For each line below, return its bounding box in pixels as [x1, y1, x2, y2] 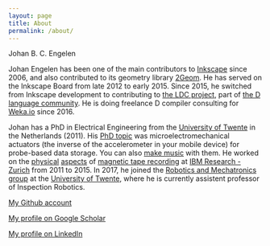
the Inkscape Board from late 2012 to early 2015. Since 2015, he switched [8, 81, 252, 91]
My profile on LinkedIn [8, 229, 83, 239]
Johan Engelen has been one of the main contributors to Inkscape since [8, 64, 247, 74]
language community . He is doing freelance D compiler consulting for [8, 98, 239, 109]
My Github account [8, 198, 73, 207]
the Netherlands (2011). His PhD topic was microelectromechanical [8, 131, 230, 141]
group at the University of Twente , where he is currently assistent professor [8, 174, 260, 183]
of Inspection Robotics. [8, 182, 85, 192]
